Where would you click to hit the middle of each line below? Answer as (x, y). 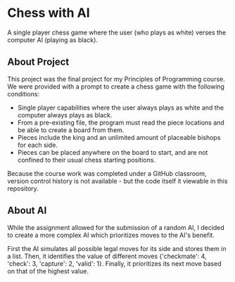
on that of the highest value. (48, 271)
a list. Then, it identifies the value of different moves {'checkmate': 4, (107, 256)
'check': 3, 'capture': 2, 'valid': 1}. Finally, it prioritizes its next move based (114, 263)
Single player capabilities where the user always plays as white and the (120, 108)
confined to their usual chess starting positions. (87, 160)
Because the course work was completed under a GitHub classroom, (107, 173)
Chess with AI (49, 13)
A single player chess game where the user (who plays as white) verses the (117, 32)
